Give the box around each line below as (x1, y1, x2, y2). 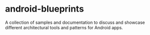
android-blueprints (5, 3, 84, 15)
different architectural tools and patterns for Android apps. (5, 24, 124, 30)
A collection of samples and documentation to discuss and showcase (5, 19, 145, 25)
